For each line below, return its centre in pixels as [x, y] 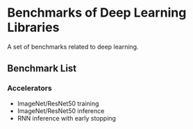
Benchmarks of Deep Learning [97, 13]
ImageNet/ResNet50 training [58, 103]
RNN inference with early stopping [67, 118]
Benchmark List [42, 68]
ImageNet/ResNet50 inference [61, 111]
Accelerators [30, 88]
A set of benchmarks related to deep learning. [73, 46]
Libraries [33, 27]
